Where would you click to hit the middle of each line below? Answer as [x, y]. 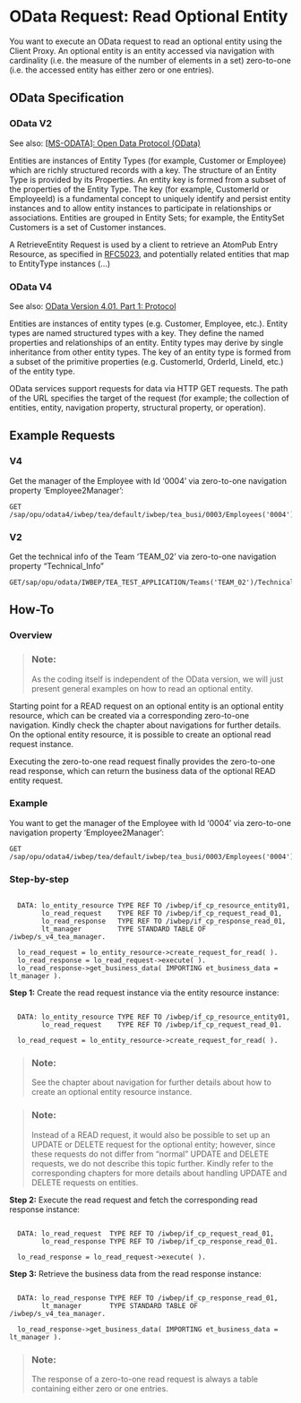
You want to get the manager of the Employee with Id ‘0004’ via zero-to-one [150, 822]
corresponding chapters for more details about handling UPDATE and [159, 1173]
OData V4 [31, 287]
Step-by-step [39, 879]
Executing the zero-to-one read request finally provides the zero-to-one [142, 761]
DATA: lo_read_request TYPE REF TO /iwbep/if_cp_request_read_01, [146, 1234]
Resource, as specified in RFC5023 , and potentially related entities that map [149, 254]
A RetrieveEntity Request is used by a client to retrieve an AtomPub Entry [144, 245]
